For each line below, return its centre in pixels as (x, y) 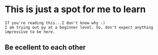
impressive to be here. (30, 32)
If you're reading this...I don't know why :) (55, 23)
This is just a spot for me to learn (75, 9)
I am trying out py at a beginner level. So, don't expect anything (79, 27)
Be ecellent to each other (45, 48)
